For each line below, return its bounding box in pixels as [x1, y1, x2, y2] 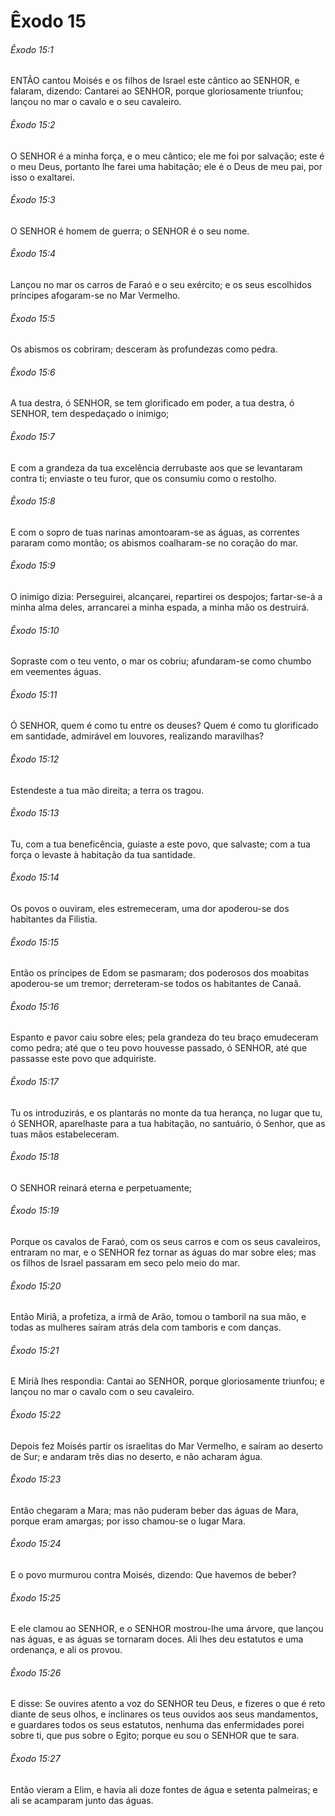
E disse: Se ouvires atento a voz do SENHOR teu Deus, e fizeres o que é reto [10, 1698, 326, 1710]
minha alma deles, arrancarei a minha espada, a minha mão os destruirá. [10, 601, 310, 614]
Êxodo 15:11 [10, 688, 58, 700]
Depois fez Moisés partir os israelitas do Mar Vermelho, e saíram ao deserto [10, 1440, 323, 1452]
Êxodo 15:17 [10, 1076, 59, 1088]
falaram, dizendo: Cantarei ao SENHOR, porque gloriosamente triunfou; [10, 85, 304, 97]
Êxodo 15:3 [10, 194, 56, 206]
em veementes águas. [10, 666, 102, 678]
